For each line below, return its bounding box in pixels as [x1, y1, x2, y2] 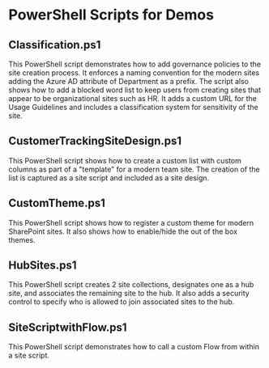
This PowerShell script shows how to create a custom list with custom [8, 155, 241, 165]
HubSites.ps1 [8, 259, 77, 273]
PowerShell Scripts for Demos [8, 6, 215, 24]
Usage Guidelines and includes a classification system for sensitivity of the [8, 103, 258, 112]
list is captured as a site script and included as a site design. [8, 172, 210, 183]
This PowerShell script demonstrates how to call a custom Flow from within [8, 342, 259, 352]
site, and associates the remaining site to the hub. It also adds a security [8, 289, 250, 298]
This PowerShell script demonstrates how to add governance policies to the [8, 59, 262, 69]
